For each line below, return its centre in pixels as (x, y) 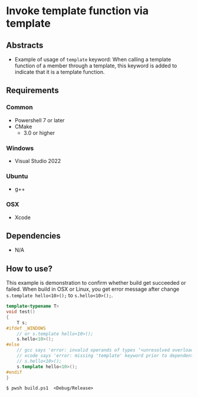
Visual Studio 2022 (38, 161)
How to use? (29, 269)
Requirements (32, 91)
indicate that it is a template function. (60, 72)
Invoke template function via (77, 11)
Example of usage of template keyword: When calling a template (93, 59)
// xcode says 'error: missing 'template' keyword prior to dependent (105, 356)
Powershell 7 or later (39, 120)
